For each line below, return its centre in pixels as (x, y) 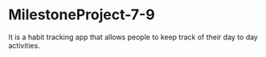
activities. (24, 45)
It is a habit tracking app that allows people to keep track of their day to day (133, 37)
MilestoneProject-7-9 (82, 15)
